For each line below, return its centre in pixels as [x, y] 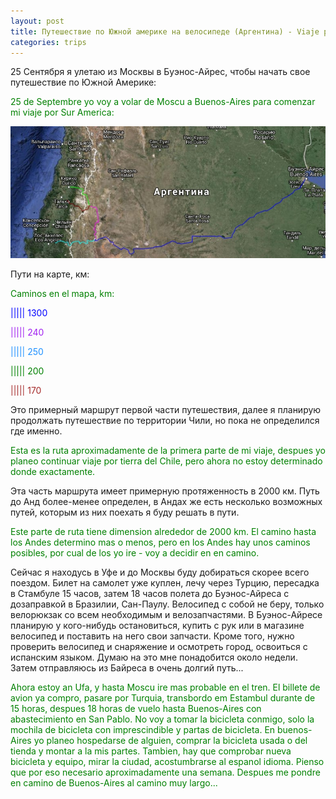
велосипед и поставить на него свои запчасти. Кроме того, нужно [152, 636]
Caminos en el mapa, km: [62, 293]
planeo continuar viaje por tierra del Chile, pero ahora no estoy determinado [166, 461]
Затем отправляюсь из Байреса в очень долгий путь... [127, 667]
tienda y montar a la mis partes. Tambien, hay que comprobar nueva [151, 751]
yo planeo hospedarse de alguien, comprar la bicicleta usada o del [170, 740]
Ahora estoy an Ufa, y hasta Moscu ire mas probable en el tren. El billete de [165, 687]
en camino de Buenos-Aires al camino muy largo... [114, 782]
